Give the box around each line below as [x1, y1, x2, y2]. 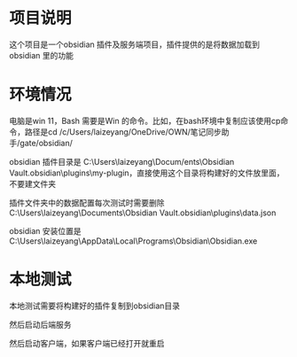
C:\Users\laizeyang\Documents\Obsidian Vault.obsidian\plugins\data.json [9, 207, 277, 218]
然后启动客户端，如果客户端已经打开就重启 [9, 338, 165, 348]
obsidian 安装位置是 [9, 225, 82, 236]
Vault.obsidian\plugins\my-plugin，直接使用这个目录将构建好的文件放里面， [9, 167, 285, 178]
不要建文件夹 [9, 178, 56, 189]
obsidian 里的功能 [9, 50, 74, 60]
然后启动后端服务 [9, 319, 72, 330]
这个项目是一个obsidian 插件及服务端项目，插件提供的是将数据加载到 [9, 39, 260, 50]
